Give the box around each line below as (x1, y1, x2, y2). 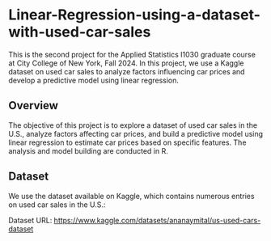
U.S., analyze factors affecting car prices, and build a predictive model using (8, 129, 264, 138)
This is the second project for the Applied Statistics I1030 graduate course (8, 49, 256, 59)
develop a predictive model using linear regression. (8, 75, 180, 85)
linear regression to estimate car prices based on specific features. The (8, 137, 247, 147)
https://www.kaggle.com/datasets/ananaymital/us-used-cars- (53, 215, 261, 225)
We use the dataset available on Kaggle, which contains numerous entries (8, 191, 255, 201)
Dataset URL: (8, 215, 53, 225)
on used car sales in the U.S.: (8, 200, 106, 209)
